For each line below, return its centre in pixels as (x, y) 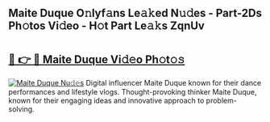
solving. (21, 109)
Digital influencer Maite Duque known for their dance (174, 83)
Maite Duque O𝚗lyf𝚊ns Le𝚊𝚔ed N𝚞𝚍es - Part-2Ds (135, 13)
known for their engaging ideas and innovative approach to (106, 101)
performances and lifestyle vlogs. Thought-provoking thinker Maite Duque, (133, 92)
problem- (222, 101)
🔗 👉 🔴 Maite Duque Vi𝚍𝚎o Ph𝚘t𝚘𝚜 (97, 59)
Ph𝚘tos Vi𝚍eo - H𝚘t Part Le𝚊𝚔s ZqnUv (107, 26)
